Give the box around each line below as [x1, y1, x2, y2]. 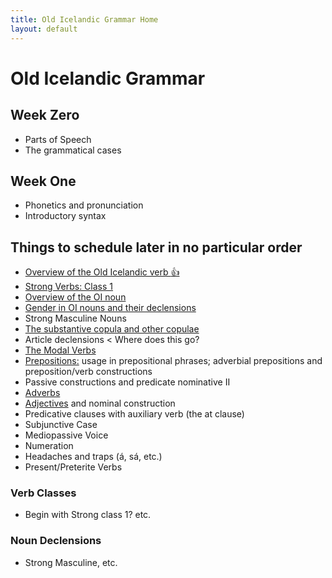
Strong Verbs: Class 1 [24, 281, 114, 293]
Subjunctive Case [24, 419, 98, 431]
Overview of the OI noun [24, 291, 127, 303]
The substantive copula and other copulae [24, 323, 200, 335]
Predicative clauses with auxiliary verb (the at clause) [24, 408, 245, 420]
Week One [10, 172, 77, 190]
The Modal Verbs [24, 344, 97, 356]
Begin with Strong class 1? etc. [24, 509, 152, 521]
